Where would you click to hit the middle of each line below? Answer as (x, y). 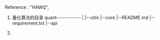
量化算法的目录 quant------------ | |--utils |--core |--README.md (80, 17)
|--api (51, 23)
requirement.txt (28, 23)
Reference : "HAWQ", (27, 7)
